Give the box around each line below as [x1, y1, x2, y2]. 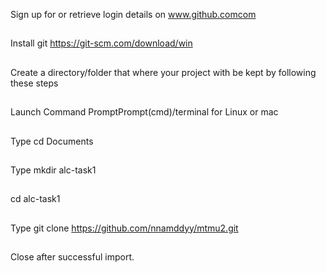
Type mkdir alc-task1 [10, 164, 97, 176]
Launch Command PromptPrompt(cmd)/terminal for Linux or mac [10, 106, 279, 118]
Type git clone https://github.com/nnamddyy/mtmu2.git [10, 222, 239, 234]
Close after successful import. [10, 251, 135, 263]
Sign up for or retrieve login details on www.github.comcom [10, 9, 257, 20]
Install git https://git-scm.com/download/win [10, 37, 193, 49]
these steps [10, 77, 59, 89]
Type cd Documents [10, 135, 94, 147]
